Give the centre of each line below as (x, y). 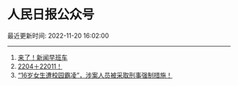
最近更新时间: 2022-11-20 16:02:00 (58, 36)
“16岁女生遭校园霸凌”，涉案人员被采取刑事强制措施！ (95, 75)
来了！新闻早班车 (42, 57)
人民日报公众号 (51, 15)
